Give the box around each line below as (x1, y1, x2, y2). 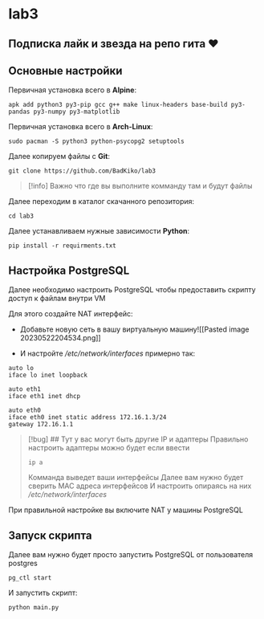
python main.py (8, 604, 59, 612)
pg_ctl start (8, 574, 52, 582)
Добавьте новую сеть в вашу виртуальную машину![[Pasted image (19, 324, 250, 334)
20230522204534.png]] (19, 333, 102, 343)
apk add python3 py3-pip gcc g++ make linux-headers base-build (8, 101, 228, 109)
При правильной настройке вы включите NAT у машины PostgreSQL (8, 505, 243, 515)
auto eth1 (8, 385, 42, 393)
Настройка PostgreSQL (8, 263, 130, 277)
